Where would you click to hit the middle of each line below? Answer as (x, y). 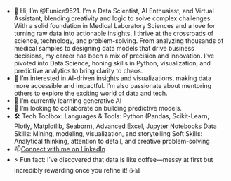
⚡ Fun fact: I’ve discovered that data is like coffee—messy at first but (113, 160)
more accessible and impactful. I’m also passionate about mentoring (113, 86)
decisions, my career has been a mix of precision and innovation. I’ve (114, 56)
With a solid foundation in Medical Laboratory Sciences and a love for (114, 26)
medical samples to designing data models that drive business (104, 48)
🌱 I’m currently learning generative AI (68, 101)
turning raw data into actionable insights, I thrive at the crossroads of (114, 33)
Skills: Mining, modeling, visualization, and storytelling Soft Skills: (108, 133)
